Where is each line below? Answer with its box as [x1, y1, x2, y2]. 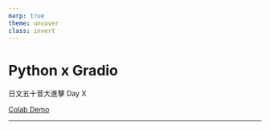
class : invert [8, 26, 56, 35]
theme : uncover [8, 19, 59, 27]
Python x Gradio [8, 61, 119, 79]
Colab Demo [8, 105, 50, 115]
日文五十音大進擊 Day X [8, 89, 87, 99]
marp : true [8, 11, 45, 20]
